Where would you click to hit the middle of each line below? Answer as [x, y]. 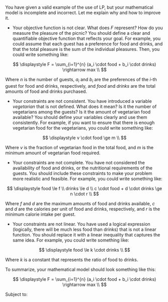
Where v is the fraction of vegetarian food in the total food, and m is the [79, 147]
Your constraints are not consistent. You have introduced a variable [82, 101]
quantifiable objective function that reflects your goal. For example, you [87, 38]
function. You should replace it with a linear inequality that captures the [86, 234]
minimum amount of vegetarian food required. [53, 153]
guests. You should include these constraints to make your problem [82, 173]
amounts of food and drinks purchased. [46, 91]
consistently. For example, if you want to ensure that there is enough [83, 123]
